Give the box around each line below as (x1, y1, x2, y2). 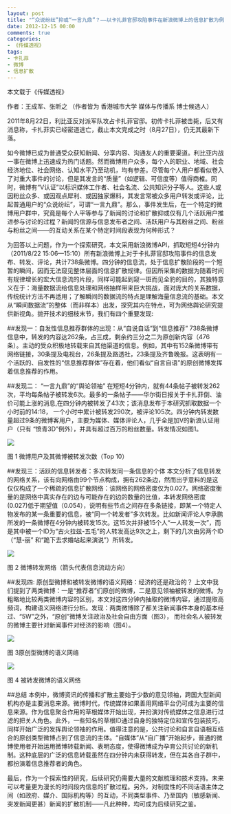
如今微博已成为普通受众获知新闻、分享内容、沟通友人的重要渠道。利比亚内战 (7, 149, 224, 157)
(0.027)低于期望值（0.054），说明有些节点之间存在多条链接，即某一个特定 (7, 501, 216, 509)
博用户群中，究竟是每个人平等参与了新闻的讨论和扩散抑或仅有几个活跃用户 (7, 208, 218, 217)
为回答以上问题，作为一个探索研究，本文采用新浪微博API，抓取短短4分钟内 (7, 240, 220, 248)
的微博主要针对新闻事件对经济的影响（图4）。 (7, 621, 135, 629)
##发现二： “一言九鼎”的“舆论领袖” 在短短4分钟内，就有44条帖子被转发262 (7, 381, 221, 389)
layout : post (7, 10, 45, 17)
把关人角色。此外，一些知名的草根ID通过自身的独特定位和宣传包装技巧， (19, 716, 224, 725)
